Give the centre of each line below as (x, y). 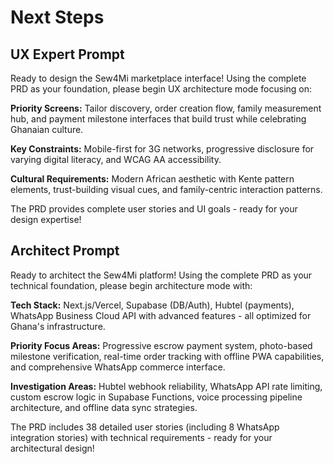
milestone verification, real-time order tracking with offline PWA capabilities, (167, 356)
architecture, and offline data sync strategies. (104, 407)
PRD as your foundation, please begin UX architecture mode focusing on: (161, 89)
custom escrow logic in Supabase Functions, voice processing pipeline (156, 397)
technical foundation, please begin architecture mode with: (131, 285)
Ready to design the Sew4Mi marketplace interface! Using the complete (158, 78)
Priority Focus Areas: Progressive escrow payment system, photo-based (161, 345)
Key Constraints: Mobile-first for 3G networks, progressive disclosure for (162, 149)
